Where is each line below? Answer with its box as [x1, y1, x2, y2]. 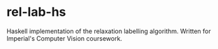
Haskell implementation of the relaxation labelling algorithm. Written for [6, 27, 211, 35]
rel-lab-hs [6, 4, 66, 20]
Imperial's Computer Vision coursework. [6, 34, 123, 42]
